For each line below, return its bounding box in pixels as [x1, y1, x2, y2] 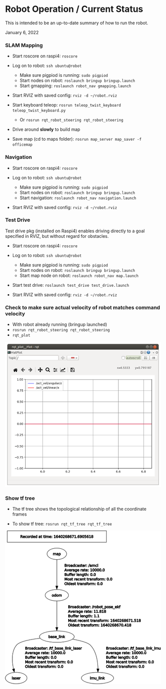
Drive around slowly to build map [12, 126, 81, 132]
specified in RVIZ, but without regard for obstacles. [5, 233, 109, 239]
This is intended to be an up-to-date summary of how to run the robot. [5, 20, 148, 26]
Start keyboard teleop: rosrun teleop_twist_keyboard [12, 102, 121, 108]
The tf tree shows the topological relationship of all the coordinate [12, 506, 147, 512]
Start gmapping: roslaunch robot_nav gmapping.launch [19, 83, 131, 89]
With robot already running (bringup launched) [12, 321, 107, 327]
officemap [12, 142, 33, 147]
